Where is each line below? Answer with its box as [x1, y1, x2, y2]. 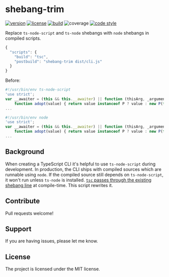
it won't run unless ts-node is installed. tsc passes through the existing [5, 177, 152, 183]
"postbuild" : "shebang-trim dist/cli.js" [14, 59, 102, 64]
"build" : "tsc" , [14, 54, 49, 59]
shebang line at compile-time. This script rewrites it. [5, 182, 113, 188]
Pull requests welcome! [5, 210, 54, 216]
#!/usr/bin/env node [5, 115, 49, 120]
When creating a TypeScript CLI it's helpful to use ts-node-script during [5, 161, 156, 167]
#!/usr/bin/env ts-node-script [5, 87, 71, 93]
